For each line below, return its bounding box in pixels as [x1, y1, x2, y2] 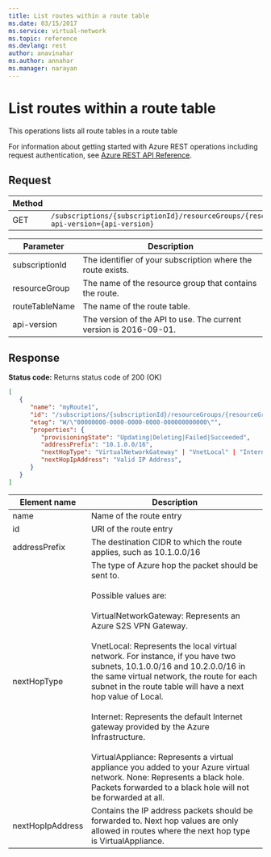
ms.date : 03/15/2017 [8, 19, 78, 27]
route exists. [82, 264, 129, 275]
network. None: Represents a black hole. [91, 771, 244, 783]
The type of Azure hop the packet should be [91, 559, 258, 570]
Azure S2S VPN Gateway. [91, 620, 188, 631]
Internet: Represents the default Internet [91, 711, 244, 722]
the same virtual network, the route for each [91, 670, 258, 682]
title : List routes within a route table [8, 11, 150, 20]
